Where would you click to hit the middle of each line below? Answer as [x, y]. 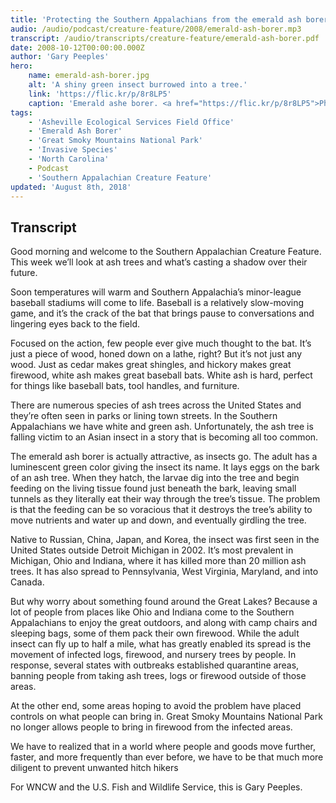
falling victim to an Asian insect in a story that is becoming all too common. [164, 437]
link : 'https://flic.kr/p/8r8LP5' [100, 94]
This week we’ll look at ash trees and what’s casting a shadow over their [159, 262]
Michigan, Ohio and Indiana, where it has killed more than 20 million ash [158, 561]
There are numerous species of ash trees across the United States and [156, 405]
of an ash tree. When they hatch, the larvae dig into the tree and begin [155, 478]
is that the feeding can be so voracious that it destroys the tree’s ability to [161, 510]
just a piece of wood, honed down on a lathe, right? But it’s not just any [156, 354]
